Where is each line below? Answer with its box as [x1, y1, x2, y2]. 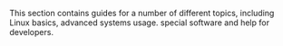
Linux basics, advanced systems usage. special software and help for [9, 17, 270, 28]
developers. [9, 27, 54, 37]
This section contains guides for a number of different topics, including [9, 8, 275, 18]
